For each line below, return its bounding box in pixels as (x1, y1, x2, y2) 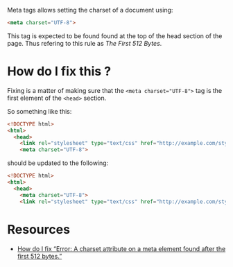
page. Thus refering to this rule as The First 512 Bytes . (7, 39, 162, 47)
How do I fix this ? (7, 64, 112, 79)
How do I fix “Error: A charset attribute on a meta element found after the (17, 244, 226, 252)
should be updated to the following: (7, 159, 109, 167)
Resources (7, 221, 71, 237)
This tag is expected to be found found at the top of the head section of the (7, 31, 223, 40)
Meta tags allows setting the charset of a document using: (7, 6, 173, 14)
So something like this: (7, 107, 72, 115)
